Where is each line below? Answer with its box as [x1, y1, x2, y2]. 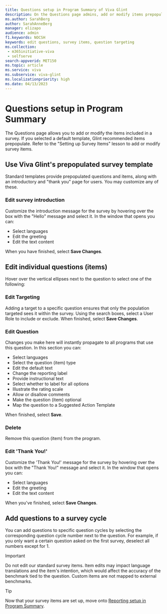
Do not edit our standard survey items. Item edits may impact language [5, 563, 151, 569]
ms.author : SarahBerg [5, 16, 50, 21]
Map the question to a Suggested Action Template [12, 402, 115, 408]
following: [5, 281, 25, 287]
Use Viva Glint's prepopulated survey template [5, 160, 153, 168]
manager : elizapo [5, 26, 41, 31]
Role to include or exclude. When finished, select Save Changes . [5, 315, 138, 321]
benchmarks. [5, 579, 32, 585]
